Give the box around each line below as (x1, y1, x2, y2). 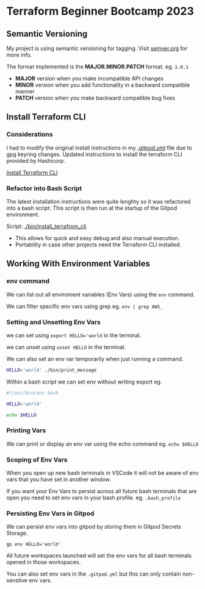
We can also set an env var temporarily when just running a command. (6, 355, 184, 362)
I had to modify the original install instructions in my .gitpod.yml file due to (6, 144, 192, 151)
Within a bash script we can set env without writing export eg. (6, 378, 162, 385)
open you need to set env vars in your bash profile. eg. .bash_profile (6, 494, 181, 501)
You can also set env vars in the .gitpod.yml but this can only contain (6, 570, 181, 577)
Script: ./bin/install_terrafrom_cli (6, 223, 87, 230)
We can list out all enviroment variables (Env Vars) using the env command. (6, 291, 195, 298)
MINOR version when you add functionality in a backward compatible (15, 81, 190, 88)
